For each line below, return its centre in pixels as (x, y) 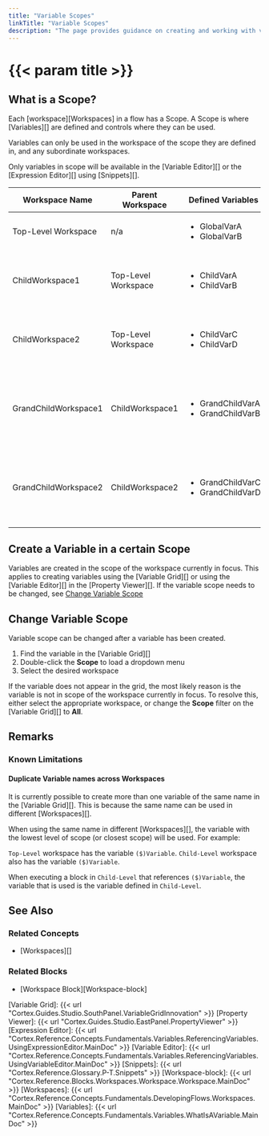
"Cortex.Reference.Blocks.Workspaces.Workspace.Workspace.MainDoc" (129, 1081)
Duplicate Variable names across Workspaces (87, 778)
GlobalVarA (221, 226)
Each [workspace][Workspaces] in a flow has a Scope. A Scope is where (129, 119)
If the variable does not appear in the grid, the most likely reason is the (125, 686)
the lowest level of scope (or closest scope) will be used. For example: (124, 838)
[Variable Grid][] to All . (46, 712)
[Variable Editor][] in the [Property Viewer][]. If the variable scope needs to (132, 586)
